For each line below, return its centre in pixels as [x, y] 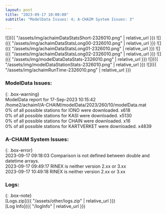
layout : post [19, 10]
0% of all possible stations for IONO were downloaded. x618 [68, 110]
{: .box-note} [18, 196]
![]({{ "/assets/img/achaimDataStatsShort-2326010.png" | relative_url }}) [80, 38]
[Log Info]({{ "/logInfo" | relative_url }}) [45, 206]
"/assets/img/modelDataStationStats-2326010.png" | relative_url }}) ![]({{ [81, 65]
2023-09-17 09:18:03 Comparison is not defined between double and [77, 155]
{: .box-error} [19, 150]
